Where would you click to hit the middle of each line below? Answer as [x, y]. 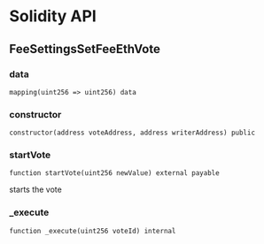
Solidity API [53, 16]
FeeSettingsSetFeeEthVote [85, 49]
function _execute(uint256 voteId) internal [93, 231]
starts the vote [35, 190]
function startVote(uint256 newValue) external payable [114, 173]
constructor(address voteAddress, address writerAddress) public [132, 133]
